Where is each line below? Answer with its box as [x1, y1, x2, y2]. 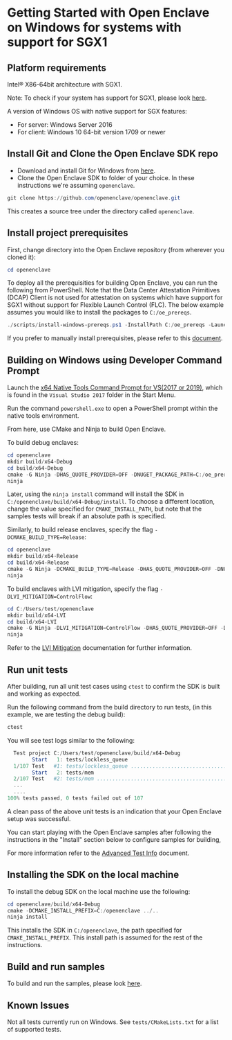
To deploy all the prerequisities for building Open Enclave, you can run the [7, 279, 217, 287]
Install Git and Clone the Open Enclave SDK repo [7, 148, 219, 160]
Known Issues [7, 999, 70, 1011]
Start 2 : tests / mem [32, 769, 95, 776]
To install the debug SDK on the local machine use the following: [7, 887, 191, 895]
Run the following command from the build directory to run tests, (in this [7, 703, 212, 711]
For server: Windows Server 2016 [17, 121, 113, 129]
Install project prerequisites [7, 227, 128, 239]
